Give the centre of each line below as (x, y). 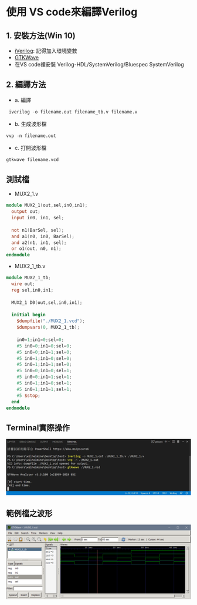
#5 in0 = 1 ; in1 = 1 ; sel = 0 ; (44, 365)
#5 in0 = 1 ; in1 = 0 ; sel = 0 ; (44, 358)
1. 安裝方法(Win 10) (41, 36)
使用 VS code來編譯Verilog (72, 12)
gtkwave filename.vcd (33, 159)
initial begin (28, 315)
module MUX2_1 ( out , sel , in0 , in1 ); (47, 205)
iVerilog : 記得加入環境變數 (46, 51)
